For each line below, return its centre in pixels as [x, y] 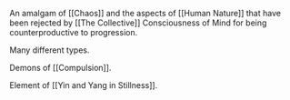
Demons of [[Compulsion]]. [60, 68]
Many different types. [50, 50]
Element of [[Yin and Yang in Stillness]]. [84, 85]
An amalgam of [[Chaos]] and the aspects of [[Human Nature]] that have [145, 13]
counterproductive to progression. [74, 32]
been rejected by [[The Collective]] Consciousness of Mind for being [138, 23]
